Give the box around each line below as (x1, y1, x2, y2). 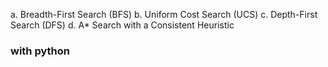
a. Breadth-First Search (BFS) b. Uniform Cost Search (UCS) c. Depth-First (10, 9, 318, 20)
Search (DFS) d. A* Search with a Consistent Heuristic (10, 19, 235, 31)
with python (10, 44, 71, 58)
